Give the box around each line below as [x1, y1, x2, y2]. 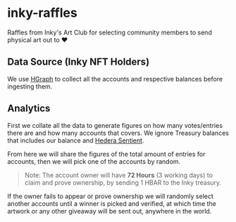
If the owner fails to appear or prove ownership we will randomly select [7, 192, 213, 200]
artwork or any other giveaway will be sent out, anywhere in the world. [7, 207, 212, 215]
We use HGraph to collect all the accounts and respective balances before [7, 74, 223, 83]
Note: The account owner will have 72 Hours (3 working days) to [24, 171, 213, 179]
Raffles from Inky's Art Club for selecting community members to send [7, 28, 213, 37]
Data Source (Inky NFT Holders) [7, 56, 150, 68]
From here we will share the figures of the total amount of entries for [7, 150, 206, 158]
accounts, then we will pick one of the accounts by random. [7, 157, 181, 166]
